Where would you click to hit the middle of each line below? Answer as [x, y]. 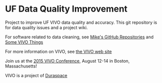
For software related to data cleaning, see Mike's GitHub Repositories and [80, 37]
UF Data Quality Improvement [66, 9]
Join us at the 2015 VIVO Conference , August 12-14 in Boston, [67, 61]
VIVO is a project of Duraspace [36, 75]
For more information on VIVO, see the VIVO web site [58, 51]
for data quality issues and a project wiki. [46, 27]
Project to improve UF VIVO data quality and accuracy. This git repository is [81, 22]
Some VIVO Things [24, 42]
